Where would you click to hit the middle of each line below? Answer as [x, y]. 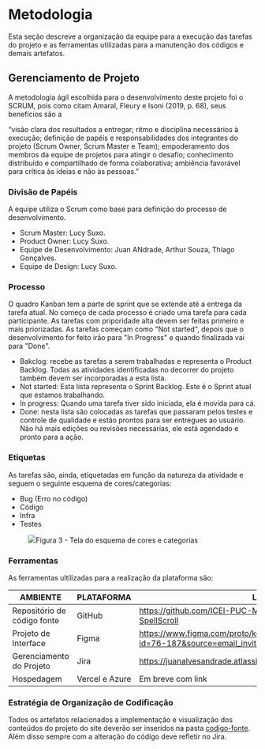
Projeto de [31, 633]
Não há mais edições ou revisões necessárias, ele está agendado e [129, 429]
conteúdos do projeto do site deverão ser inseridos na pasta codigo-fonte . [129, 728]
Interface [29, 643]
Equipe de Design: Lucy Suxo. [68, 267]
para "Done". [29, 346]
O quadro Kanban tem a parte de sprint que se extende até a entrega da [125, 304]
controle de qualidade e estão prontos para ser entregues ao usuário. [132, 420]
